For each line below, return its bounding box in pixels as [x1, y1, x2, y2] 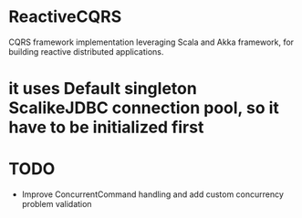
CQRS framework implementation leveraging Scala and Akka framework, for [8, 36, 294, 47]
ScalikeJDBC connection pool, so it [8, 98, 280, 119]
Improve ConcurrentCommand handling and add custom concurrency [21, 189, 285, 200]
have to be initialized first [8, 117, 204, 138]
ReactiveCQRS [8, 6, 122, 27]
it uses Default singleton [8, 78, 197, 99]
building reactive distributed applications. [8, 46, 164, 57]
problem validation [21, 199, 92, 210]
